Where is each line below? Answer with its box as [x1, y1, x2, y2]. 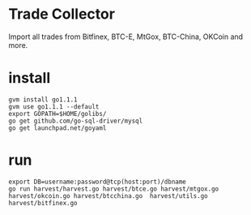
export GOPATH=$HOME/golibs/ [8, 110, 107, 118]
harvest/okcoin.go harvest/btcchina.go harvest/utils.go [8, 191, 208, 200]
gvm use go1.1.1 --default [8, 102, 100, 110]
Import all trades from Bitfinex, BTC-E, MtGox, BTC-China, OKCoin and [8, 32, 244, 41]
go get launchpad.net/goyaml [8, 123, 107, 132]
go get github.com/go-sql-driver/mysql [8, 117, 143, 125]
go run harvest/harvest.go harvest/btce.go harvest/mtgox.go [8, 184, 219, 193]
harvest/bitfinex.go [8, 199, 79, 207]
